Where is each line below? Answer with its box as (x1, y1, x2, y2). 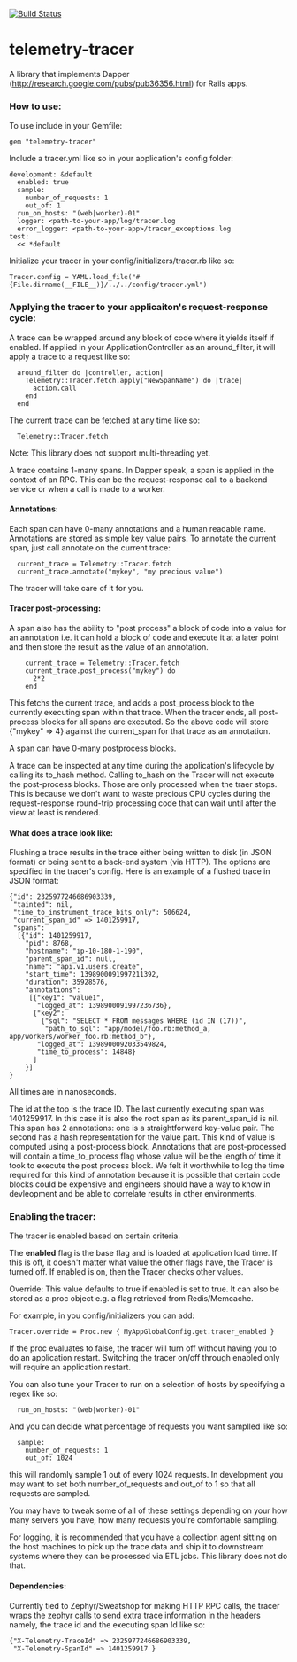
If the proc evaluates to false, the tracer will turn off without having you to (9, 1343, 277, 1354)
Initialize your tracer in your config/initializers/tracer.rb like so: (9, 255, 235, 266)
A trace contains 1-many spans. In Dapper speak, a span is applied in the (9, 464, 275, 475)
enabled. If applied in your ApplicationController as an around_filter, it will (9, 341, 276, 352)
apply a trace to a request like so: (9, 351, 131, 362)
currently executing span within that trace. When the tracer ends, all (9, 706, 257, 717)
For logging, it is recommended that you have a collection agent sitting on (9, 1532, 277, 1542)
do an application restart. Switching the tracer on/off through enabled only (9, 1353, 280, 1363)
